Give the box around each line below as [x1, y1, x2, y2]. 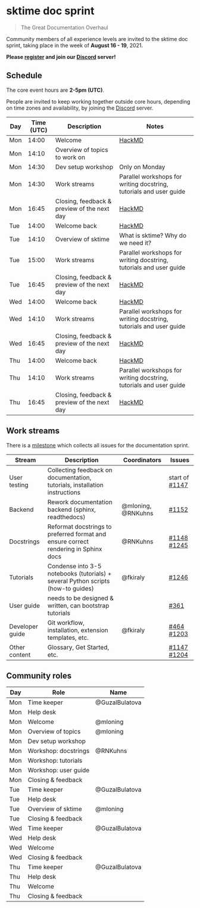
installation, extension [47, 626, 108, 634]
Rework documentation [47, 497, 113, 506]
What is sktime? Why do [118, 231, 186, 240]
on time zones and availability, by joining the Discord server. [6, 104, 154, 111]
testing [9, 481, 29, 489]
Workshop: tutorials [27, 757, 83, 765]
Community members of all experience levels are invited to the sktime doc [6, 35, 189, 42]
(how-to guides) [47, 584, 94, 592]
